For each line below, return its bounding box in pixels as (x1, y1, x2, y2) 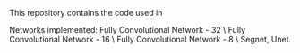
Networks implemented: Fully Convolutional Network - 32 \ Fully (9, 25, 246, 34)
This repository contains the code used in (9, 8, 163, 18)
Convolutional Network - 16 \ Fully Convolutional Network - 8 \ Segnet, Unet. (9, 34, 292, 44)
